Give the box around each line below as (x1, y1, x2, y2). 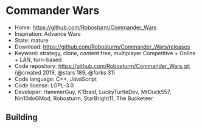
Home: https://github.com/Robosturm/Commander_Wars (14, 24, 157, 31)
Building (5, 112, 38, 123)
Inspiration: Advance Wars (14, 30, 81, 37)
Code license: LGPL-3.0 (14, 81, 74, 89)
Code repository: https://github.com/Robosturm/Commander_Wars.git (14, 62, 190, 70)
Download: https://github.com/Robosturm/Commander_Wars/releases (14, 43, 190, 50)
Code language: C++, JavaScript (14, 75, 97, 83)
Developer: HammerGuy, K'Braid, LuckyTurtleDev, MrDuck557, (14, 88, 172, 95)
